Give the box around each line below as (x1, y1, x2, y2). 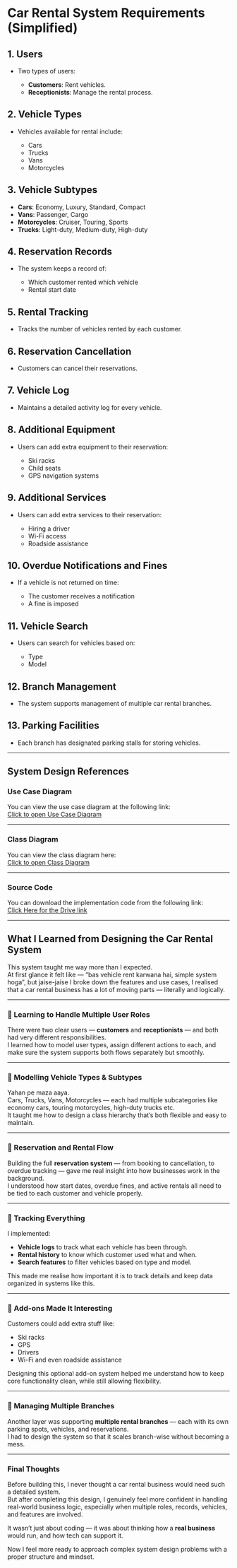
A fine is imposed (28, 599, 79, 608)
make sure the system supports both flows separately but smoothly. (7, 1048, 205, 1057)
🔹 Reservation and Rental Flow (7, 1143, 114, 1153)
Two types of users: (17, 67, 76, 75)
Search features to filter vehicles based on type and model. (17, 1258, 192, 1266)
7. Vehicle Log (7, 384, 70, 396)
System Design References (7, 765, 129, 778)
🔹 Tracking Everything (7, 1213, 85, 1223)
